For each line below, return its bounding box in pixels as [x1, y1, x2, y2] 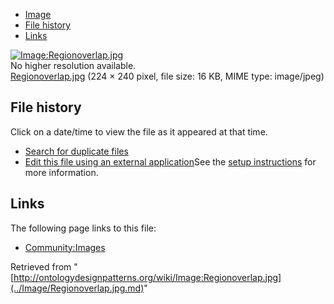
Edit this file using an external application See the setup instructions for [24, 155, 317, 168]
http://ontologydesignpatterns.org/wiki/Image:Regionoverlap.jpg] [13, 271, 282, 283]
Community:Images [24, 241, 106, 253]
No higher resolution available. [10, 60, 137, 71]
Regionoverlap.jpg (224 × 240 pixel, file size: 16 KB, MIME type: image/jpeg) [10, 70, 325, 82]
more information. [24, 166, 99, 178]
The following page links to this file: [10, 222, 157, 234]
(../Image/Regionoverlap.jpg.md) [10, 282, 145, 294]
